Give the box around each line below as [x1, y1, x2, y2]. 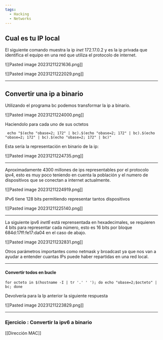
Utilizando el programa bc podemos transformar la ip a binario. [5, 102, 130, 108]
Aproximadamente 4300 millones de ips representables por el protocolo [5, 167, 149, 172]
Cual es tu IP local [5, 34, 60, 42]
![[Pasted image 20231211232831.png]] [5, 239, 83, 245]
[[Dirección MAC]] [5, 330, 42, 336]
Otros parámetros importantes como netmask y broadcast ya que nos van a [5, 249, 157, 254]
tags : [5, 7, 16, 12]
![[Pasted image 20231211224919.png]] [5, 187, 83, 192]
